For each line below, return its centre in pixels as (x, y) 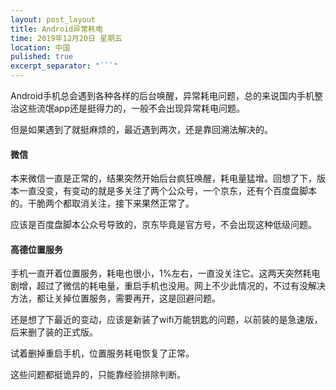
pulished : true (42, 57)
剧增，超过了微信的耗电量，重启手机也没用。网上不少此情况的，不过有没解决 (168, 286)
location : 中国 (40, 47)
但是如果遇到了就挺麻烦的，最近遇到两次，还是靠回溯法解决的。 (141, 129)
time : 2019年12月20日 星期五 (66, 38)
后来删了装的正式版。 (54, 332)
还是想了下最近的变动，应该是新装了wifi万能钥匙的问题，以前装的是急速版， (166, 320)
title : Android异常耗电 (56, 29)
